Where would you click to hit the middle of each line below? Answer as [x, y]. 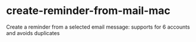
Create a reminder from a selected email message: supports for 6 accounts [98, 27]
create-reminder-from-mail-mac [88, 11]
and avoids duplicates [33, 33]
